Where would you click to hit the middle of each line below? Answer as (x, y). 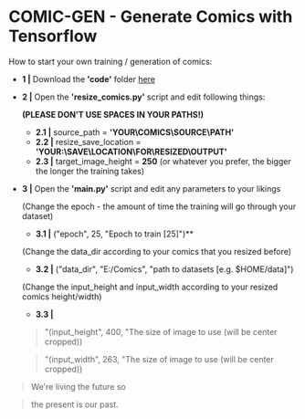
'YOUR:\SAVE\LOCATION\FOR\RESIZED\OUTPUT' (131, 152)
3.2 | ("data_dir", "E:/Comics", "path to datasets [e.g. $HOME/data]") (164, 269)
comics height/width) (62, 296)
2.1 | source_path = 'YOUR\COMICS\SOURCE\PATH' (135, 132)
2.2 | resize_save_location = (88, 141)
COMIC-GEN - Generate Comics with (151, 17)
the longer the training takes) (90, 171)
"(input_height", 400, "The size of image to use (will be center (161, 331)
